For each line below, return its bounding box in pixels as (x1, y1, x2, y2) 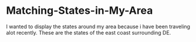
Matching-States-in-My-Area (6, 4, 153, 17)
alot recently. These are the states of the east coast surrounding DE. (6, 29, 171, 36)
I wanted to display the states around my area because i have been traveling (6, 23, 191, 30)
